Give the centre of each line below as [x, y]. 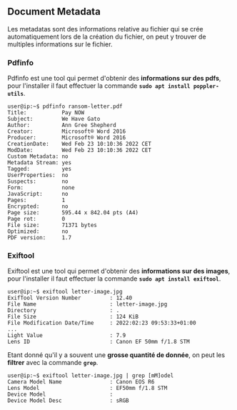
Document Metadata [54, 12]
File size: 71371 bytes [52, 225]
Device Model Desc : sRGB [69, 401]
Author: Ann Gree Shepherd [62, 125]
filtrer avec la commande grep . [53, 363]
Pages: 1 [36, 200]
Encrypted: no [38, 206]
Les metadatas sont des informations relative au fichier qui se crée [105, 29]
